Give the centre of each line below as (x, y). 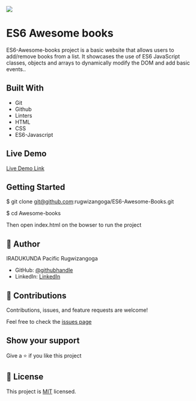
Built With (25, 88)
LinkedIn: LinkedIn (38, 277)
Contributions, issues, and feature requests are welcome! (77, 310)
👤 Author (23, 244)
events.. (16, 69)
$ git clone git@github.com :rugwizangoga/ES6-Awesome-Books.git (90, 201)
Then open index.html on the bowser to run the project (74, 225)
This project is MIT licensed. (41, 391)
